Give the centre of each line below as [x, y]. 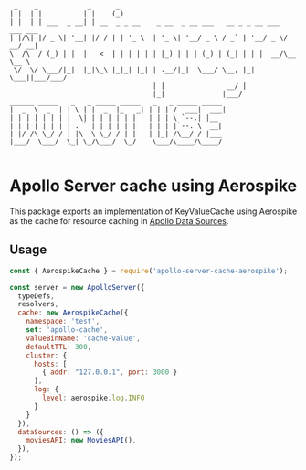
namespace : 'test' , [63, 322]
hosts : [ [50, 364]
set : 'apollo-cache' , [67, 330]
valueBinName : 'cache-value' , [84, 338]
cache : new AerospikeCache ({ [73, 313]
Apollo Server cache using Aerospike [153, 186]
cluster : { [47, 355]
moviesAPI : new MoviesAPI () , [81, 441]
